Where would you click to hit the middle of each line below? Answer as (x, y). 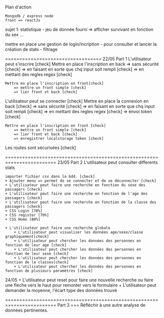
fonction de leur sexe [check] (37, 254)
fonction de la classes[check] (37, 262)
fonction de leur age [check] (36, 245)
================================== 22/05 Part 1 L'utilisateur (78, 59)
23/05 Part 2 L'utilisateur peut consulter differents (107, 162)
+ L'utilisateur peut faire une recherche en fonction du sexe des (75, 185)
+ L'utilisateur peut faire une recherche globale (58, 228)
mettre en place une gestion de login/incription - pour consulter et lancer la (81, 44)
